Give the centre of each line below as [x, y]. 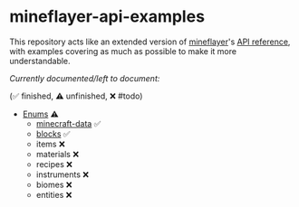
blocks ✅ [53, 134]
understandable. [40, 61]
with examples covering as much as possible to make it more [123, 51]
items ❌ [50, 144]
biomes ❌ [54, 184]
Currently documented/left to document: [85, 78]
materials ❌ [58, 154]
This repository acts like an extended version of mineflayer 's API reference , [150, 42]
